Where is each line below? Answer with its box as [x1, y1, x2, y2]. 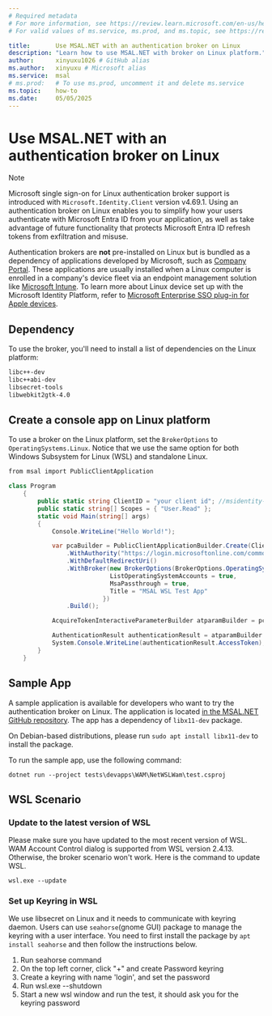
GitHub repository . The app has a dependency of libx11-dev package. [8, 715, 243, 725]
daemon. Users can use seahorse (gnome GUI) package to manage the [8, 922, 243, 932]
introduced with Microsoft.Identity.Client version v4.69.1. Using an [8, 198, 239, 207]
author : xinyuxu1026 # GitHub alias [8, 57, 151, 65]
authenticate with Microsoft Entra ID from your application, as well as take [8, 215, 255, 224]
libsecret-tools [8, 383, 63, 391]
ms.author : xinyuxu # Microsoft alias [8, 64, 147, 73]
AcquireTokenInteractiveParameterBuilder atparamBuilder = [51, 617, 255, 625]
